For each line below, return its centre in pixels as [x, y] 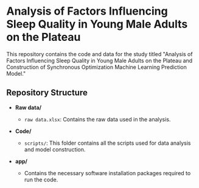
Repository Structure [47, 93]
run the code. [41, 179]
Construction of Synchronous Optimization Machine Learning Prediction [96, 67]
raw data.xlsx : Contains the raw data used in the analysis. [97, 119]
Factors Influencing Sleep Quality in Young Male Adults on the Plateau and [100, 60]
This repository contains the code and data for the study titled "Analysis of [100, 54]
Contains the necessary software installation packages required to [107, 173]
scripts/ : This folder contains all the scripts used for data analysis [107, 143]
